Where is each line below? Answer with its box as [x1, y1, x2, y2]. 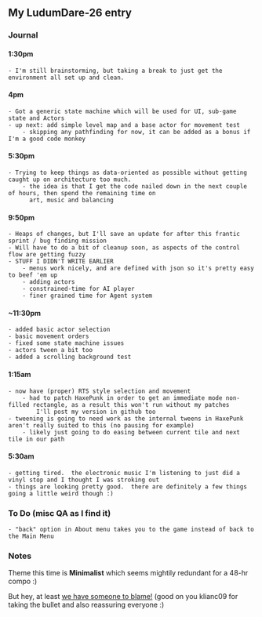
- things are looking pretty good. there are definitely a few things [8, 482, 247, 491]
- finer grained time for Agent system [22, 292, 153, 300]
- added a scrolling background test [8, 353, 132, 361]
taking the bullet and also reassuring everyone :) [8, 600, 165, 610]
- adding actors [22, 278, 76, 286]
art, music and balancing [28, 196, 114, 204]
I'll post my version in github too [36, 408, 156, 416]
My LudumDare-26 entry [8, 6, 132, 20]
